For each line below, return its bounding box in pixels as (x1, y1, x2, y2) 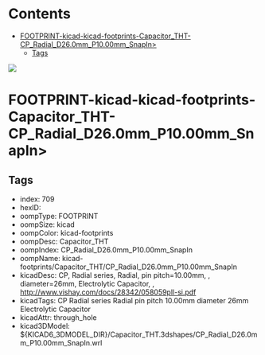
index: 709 (19, 194, 55, 204)
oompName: (19, 253, 61, 263)
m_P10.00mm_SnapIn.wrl (19, 337, 103, 347)
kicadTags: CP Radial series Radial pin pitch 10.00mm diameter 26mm (19, 295, 249, 305)
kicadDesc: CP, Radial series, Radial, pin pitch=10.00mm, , (19, 270, 211, 279)
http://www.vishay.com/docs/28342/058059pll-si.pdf (19, 287, 197, 297)
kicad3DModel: (19, 321, 70, 330)
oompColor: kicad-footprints (19, 228, 114, 237)
